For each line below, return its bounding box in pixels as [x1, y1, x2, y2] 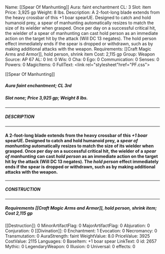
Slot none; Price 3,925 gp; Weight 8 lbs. [5, 95, 88, 100]
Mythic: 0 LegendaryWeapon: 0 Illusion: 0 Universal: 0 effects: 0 [5, 244, 136, 250]
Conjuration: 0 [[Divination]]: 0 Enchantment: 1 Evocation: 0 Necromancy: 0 [5, 228, 158, 234]
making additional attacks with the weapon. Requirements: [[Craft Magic [5, 46, 151, 52]
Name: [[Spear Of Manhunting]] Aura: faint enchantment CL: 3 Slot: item [5, 4, 151, 10]
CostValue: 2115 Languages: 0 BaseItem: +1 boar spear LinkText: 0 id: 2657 [5, 238, 157, 244]
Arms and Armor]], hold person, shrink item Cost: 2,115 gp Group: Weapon [5, 51, 155, 57]
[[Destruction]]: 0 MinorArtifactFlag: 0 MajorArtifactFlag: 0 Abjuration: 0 [5, 222, 150, 228]
